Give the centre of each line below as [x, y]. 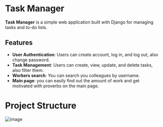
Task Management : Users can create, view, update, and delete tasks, [82, 65]
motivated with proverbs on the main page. [56, 86]
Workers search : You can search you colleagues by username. [76, 75]
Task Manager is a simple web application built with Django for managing [79, 22]
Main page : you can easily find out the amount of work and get [76, 80]
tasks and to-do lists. [26, 27]
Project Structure [41, 105]
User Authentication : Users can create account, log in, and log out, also [85, 54]
